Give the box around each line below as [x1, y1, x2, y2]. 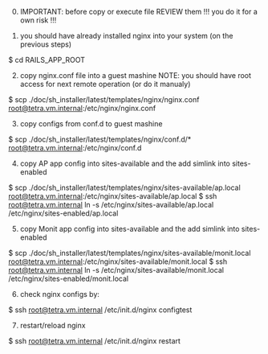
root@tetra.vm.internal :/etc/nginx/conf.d [8, 143, 142, 152]
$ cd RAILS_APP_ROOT [8, 56, 86, 64]
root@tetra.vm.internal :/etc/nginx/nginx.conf [8, 104, 156, 113]
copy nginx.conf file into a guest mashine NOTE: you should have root [19, 71, 251, 80]
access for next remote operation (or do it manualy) [19, 80, 191, 88]
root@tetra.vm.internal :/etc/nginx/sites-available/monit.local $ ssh [8, 257, 228, 266]
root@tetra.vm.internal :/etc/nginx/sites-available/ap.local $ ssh [8, 191, 217, 200]
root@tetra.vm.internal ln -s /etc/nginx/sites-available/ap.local [8, 200, 214, 209]
